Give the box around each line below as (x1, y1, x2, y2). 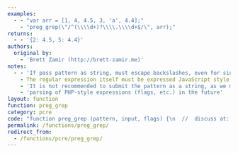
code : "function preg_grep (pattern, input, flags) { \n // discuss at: (7, 115, 230, 122)
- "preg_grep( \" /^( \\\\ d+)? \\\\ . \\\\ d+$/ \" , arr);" (20, 23, 176, 30)
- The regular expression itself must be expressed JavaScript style (20, 75, 230, 83)
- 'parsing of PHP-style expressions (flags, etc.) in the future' (20, 89, 223, 96)
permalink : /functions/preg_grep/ (7, 121, 110, 129)
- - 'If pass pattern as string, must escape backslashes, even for (13, 69, 220, 76)
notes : (7, 63, 27, 70)
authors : (7, 43, 33, 50)
